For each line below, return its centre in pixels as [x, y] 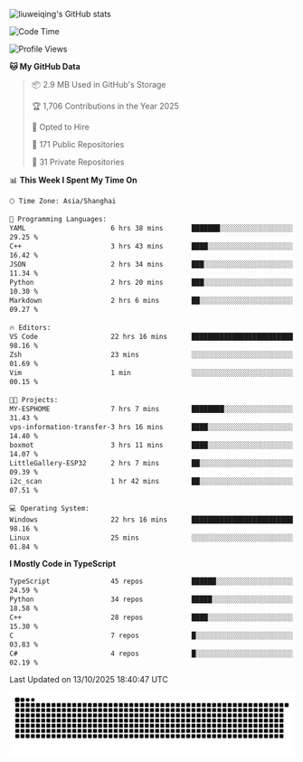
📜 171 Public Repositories [78, 144]
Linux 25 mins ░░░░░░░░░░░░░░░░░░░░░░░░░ [151, 538]
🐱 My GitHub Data [45, 66]
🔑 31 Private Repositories [78, 162]
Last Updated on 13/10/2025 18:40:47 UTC [89, 679]
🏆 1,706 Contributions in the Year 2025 [105, 106]
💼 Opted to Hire [61, 127]
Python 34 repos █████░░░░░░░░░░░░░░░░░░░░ [151, 599]
